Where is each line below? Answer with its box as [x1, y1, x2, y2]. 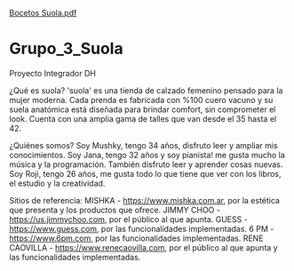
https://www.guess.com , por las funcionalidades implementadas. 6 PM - [9, 223, 274, 234]
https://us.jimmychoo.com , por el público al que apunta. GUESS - [9, 213, 249, 225]
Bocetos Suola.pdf [9, 8, 77, 18]
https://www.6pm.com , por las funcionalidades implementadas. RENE [9, 233, 264, 243]
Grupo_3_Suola [9, 39, 123, 59]
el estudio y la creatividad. [9, 178, 106, 188]
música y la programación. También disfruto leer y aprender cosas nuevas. [9, 159, 283, 170]
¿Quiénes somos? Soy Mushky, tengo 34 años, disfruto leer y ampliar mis [9, 139, 278, 150]
